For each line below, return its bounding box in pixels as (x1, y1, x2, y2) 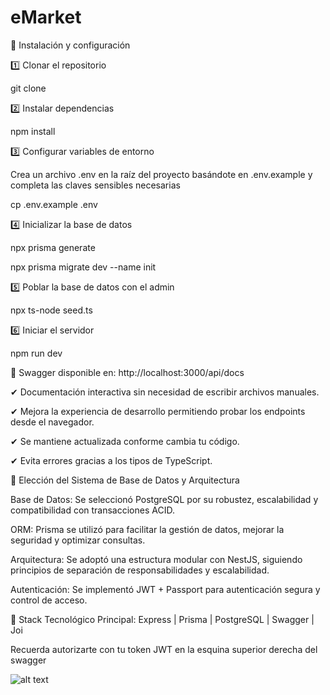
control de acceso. (10, 594, 88, 606)
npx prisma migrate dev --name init (10, 261, 157, 273)
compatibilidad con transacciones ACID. (10, 504, 175, 516)
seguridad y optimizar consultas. (10, 534, 146, 546)
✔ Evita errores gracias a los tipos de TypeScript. (10, 454, 213, 466)
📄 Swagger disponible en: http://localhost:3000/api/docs (10, 366, 245, 378)
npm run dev (10, 347, 63, 359)
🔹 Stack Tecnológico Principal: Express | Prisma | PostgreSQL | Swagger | (10, 613, 315, 625)
